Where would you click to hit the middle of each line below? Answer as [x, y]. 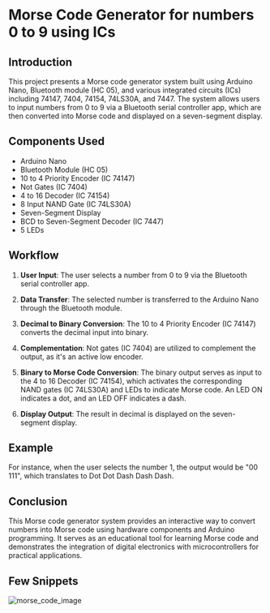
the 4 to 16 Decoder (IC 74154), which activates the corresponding [131, 381]
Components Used [57, 141]
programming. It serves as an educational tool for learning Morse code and [134, 538]
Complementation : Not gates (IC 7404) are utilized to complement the [138, 348]
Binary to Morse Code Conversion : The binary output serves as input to [141, 372]
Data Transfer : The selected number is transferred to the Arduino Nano [139, 299]
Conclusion [38, 502]
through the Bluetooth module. [71, 308]
